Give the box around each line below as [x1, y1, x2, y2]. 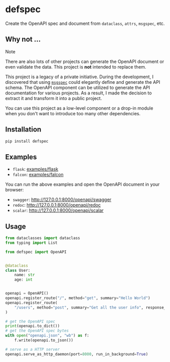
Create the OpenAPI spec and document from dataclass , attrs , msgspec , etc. [5, 20, 165, 26]
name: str [14, 273, 35, 278]
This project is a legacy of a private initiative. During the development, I [5, 74, 154, 80]
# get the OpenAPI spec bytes [5, 328, 69, 334]
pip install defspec [5, 139, 49, 144]
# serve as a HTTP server [5, 347, 60, 352]
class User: [5, 268, 30, 273]
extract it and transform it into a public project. [5, 95, 102, 101]
